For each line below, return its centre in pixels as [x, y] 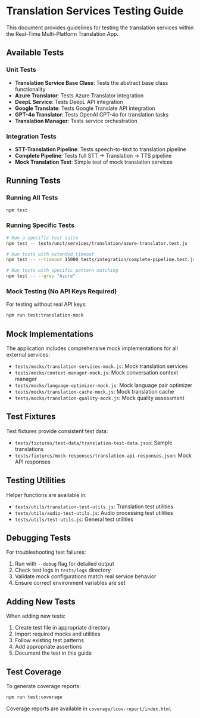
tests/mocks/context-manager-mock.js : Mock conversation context [96, 373]
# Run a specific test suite [42, 238]
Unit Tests [21, 70]
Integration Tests [31, 136]
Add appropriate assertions [48, 647]
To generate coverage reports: [44, 686]
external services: [28, 355]
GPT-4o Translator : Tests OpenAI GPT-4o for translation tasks [91, 114]
